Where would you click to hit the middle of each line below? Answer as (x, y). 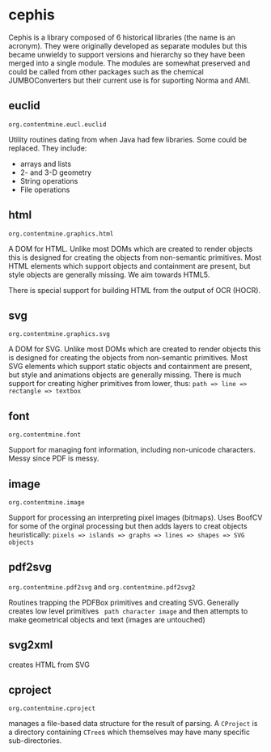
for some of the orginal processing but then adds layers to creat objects (128, 526)
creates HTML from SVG (49, 665)
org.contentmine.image (47, 503)
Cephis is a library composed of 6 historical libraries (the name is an (122, 37)
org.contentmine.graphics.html (61, 234)
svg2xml (31, 645)
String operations (49, 181)
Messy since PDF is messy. (54, 458)
